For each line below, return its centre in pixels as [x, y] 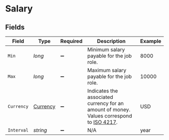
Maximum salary [107, 70]
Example [151, 41]
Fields [15, 27]
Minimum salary [106, 49]
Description [111, 41]
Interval [18, 130]
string [40, 130]
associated [100, 97]
